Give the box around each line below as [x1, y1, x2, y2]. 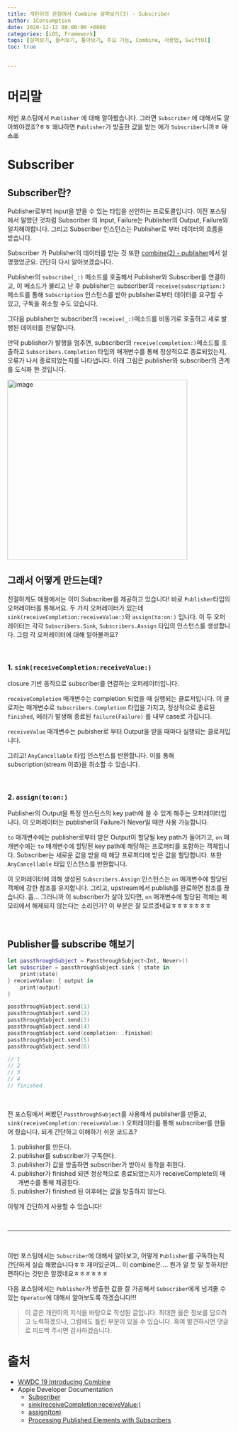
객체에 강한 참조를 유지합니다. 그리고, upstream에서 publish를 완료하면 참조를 [7, 884, 222, 892]
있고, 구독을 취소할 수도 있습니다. [7, 299, 98, 308]
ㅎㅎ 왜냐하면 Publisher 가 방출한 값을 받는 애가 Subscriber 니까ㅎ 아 [38, 122, 228, 131]
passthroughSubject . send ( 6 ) [7, 1043, 91, 1050]
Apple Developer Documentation [17, 1385, 113, 1393]
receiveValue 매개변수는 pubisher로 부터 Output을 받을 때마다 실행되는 [7, 727, 207, 736]
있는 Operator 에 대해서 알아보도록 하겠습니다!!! [7, 1293, 137, 1302]
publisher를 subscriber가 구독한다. [17, 1151, 116, 1159]
